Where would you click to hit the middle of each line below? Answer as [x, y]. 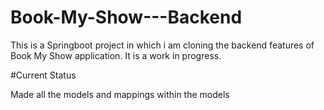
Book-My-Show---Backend [126, 17]
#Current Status [43, 75]
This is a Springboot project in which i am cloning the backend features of [162, 45]
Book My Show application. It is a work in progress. [116, 55]
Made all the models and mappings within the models [120, 94]
